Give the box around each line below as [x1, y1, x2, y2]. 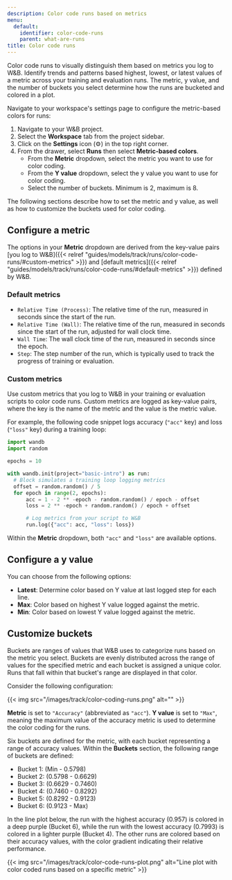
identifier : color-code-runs [19, 29, 104, 37]
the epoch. [17, 342, 48, 350]
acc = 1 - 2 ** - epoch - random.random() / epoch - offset [25, 496, 200, 503]
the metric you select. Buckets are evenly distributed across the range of [7, 654, 215, 662]
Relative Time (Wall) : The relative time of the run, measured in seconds [17, 320, 225, 329]
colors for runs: [7, 111, 51, 120]
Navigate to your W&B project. [17, 125, 104, 133]
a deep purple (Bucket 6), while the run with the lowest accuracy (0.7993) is [7, 822, 224, 831]
